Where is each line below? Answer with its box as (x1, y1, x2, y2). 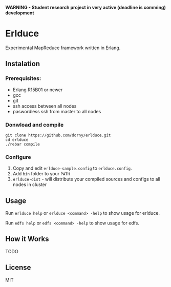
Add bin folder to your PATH (12, 171, 70, 177)
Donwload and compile (5, 121, 64, 128)
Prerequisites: (5, 75, 41, 82)
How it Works (5, 235, 49, 243)
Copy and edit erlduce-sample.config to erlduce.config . (12, 165, 132, 171)
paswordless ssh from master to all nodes (12, 108, 101, 114)
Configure (5, 153, 31, 160)
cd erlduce (5, 137, 29, 142)
